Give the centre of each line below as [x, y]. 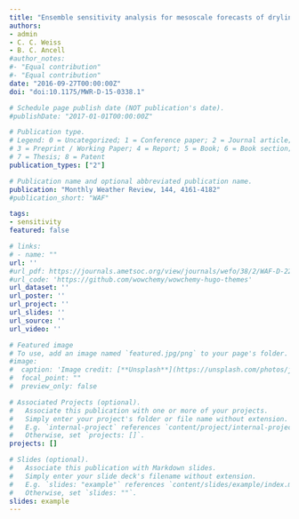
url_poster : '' [37, 296]
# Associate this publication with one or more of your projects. [139, 411]
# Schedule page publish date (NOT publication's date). [117, 108]
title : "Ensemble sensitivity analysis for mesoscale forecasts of [137, 17]
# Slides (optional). [49, 460]
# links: [25, 246]
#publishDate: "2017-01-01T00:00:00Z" [81, 116]
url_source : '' [37, 321]
